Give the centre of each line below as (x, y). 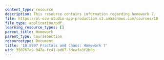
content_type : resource (29, 9)
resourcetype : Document (29, 41)
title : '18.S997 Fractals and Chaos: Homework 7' (57, 45)
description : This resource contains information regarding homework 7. (81, 14)
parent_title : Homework (29, 32)
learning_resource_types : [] (35, 28)
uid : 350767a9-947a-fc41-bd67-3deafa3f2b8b (50, 50)
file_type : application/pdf (34, 23)
